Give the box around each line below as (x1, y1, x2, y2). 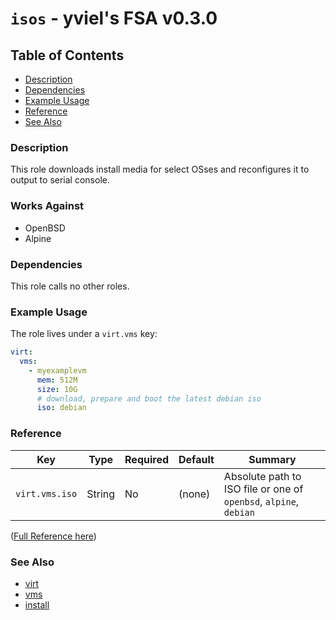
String (86, 487, 116, 501)
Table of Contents (10, 47, 125, 64)
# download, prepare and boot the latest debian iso (36, 393, 262, 404)
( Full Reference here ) (10, 530, 97, 542)
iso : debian (36, 403, 87, 413)
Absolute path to (223, 469, 302, 483)
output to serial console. (10, 174, 110, 186)
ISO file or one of (223, 482, 304, 496)
